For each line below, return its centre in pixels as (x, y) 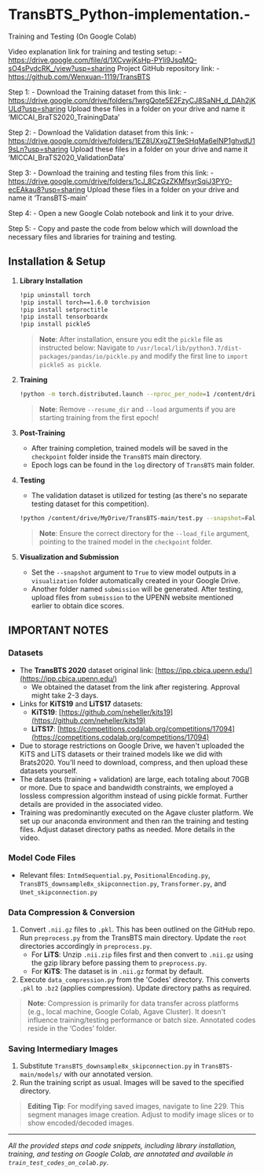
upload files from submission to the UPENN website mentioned (132, 597)
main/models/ (41, 1075)
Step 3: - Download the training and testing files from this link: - (111, 173)
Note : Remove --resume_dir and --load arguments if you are (137, 409)
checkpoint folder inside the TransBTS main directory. (116, 456)
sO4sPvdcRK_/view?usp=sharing (62, 68)
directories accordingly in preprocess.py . (86, 946)
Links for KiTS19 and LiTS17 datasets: (81, 704)
